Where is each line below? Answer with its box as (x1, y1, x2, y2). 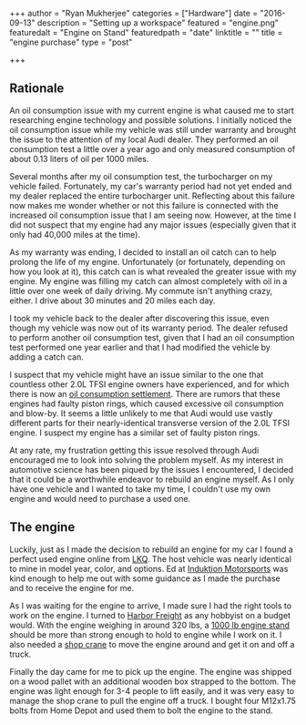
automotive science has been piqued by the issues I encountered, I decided (9, 464, 294, 475)
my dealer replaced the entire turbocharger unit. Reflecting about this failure (9, 190, 296, 201)
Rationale (9, 81, 65, 97)
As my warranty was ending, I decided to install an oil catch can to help (9, 246, 277, 258)
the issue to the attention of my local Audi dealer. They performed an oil (9, 134, 280, 145)
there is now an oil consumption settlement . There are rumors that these (9, 388, 280, 399)
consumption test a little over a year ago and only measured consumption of (9, 143, 296, 154)
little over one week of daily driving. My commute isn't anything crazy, (9, 285, 273, 296)
